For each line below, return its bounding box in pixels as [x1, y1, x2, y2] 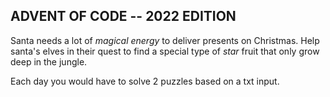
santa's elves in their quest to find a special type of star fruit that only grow [10, 45, 320, 57]
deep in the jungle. [10, 55, 88, 68]
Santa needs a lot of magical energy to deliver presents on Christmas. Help [10, 34, 320, 46]
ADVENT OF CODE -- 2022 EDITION [10, 8, 237, 25]
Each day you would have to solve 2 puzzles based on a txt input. [10, 75, 280, 87]
